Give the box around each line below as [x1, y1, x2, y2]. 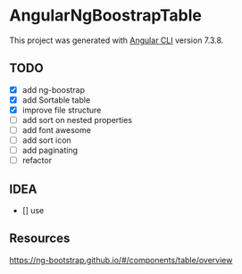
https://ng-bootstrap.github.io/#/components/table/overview [9, 254, 233, 265]
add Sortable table [21, 95, 91, 105]
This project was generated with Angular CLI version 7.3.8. [9, 35, 224, 46]
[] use [21, 205, 45, 216]
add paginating [21, 145, 79, 156]
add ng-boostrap [21, 84, 86, 95]
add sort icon [21, 135, 71, 145]
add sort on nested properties [21, 114, 132, 125]
